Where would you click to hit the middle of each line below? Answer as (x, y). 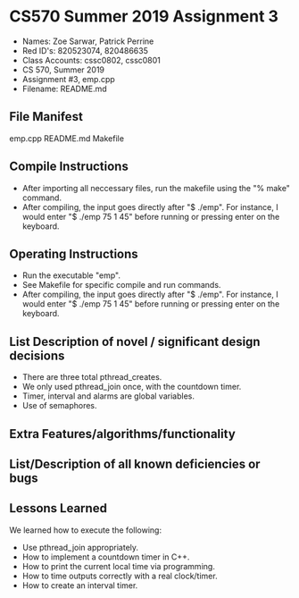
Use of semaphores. (59, 406)
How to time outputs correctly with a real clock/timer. (120, 576)
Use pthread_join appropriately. (80, 547)
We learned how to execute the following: (86, 530)
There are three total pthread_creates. (92, 377)
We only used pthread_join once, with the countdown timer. (132, 387)
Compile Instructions (69, 167)
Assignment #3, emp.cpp (69, 79)
